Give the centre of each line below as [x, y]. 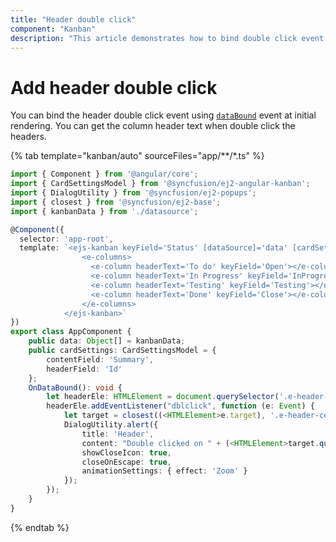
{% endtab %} [40, 527]
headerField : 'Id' [84, 369]
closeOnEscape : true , [126, 462]
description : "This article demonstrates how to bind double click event [167, 38]
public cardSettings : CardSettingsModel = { [122, 351]
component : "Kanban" [53, 29]
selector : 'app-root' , [66, 239]
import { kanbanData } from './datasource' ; [104, 211]
